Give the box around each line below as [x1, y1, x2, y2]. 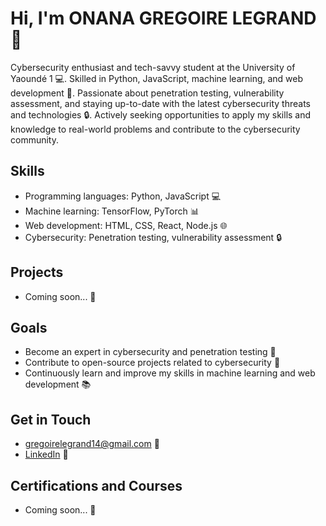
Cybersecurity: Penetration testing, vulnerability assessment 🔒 [24, 231, 282, 243]
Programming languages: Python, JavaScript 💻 [24, 190, 222, 202]
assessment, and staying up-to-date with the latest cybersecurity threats [10, 97, 311, 109]
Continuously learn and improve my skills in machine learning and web [24, 367, 316, 379]
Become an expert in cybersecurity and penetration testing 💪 [24, 346, 277, 358]
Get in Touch [10, 411, 92, 428]
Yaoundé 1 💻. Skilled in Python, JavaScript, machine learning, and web [10, 72, 304, 84]
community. [10, 133, 59, 146]
